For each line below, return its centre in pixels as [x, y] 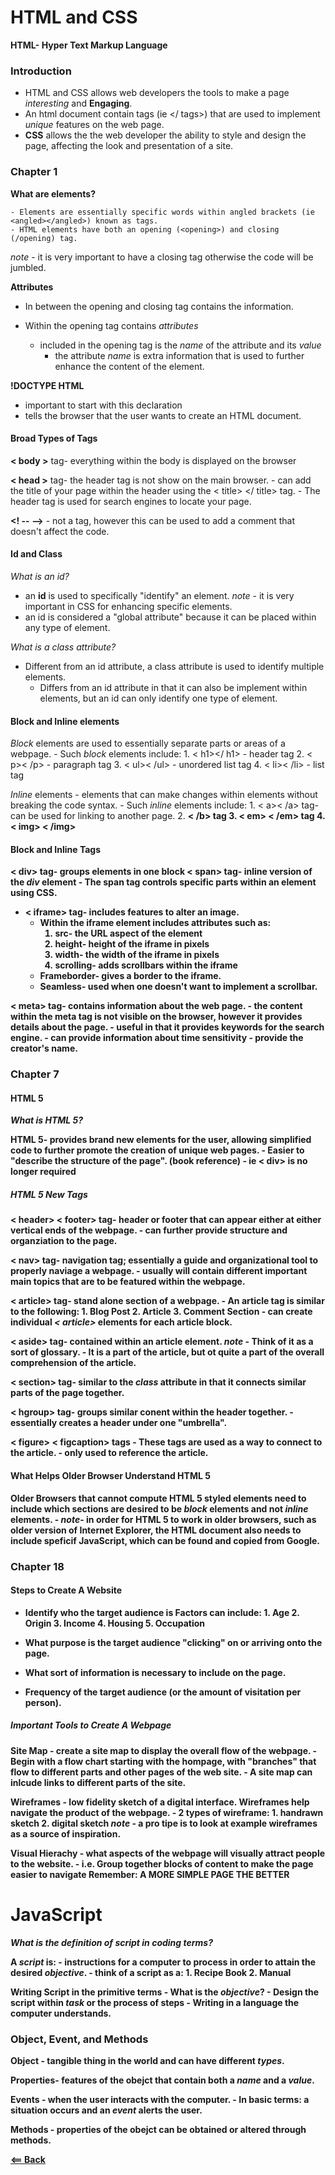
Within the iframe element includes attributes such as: [155, 923]
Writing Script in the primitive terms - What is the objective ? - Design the [165, 1992]
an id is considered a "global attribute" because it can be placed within [170, 617]
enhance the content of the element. [129, 366]
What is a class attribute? [63, 647]
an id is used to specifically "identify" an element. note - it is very [159, 595]
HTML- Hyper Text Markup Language [89, 45]
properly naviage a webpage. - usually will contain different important [159, 1271]
